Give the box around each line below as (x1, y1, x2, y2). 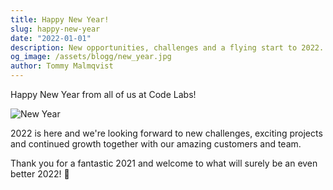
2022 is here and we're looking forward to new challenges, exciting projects (10, 127, 323, 139)
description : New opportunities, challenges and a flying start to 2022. (10, 42, 325, 53)
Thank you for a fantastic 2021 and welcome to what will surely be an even (10, 157, 318, 169)
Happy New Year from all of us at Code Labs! (10, 89, 197, 100)
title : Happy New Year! (10, 14, 110, 25)
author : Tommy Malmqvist (10, 61, 114, 71)
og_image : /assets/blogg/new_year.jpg (10, 52, 172, 62)
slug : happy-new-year (10, 24, 101, 34)
